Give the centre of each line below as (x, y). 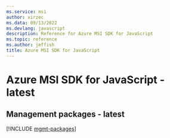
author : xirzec (25, 17)
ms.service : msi (26, 12)
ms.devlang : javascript (36, 28)
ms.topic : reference (32, 39)
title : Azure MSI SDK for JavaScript (53, 51)
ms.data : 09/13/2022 (32, 23)
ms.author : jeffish (30, 45)
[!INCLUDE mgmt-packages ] (41, 128)
